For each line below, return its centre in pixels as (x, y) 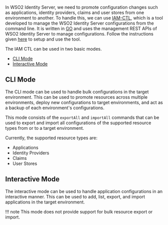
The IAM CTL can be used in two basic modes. (53, 49)
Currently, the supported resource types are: (51, 138)
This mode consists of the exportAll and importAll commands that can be (82, 117)
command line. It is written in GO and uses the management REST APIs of (81, 29)
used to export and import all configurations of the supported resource (78, 123)
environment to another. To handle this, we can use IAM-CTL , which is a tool (84, 18)
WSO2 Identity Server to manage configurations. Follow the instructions (79, 34)
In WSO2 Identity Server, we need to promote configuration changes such (81, 7)
